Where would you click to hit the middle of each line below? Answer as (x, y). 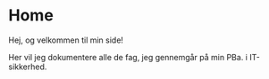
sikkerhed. (28, 67)
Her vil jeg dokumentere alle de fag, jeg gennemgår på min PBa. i (128, 57)
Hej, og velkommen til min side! (66, 40)
